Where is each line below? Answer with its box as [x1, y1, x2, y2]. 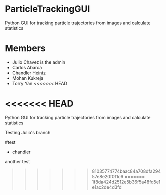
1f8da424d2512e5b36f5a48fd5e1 [92, 179, 161, 185]
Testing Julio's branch [5, 129, 51, 135]
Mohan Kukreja [12, 75, 44, 81]
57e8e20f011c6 [92, 173, 124, 179]
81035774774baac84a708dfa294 [92, 168, 161, 174]
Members [5, 43, 46, 54]
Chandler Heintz [12, 70, 46, 76]
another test [5, 158, 30, 164]
